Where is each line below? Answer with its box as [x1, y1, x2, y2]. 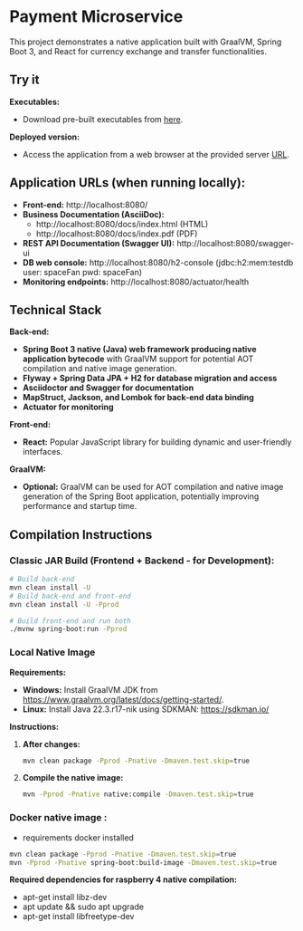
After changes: [22, 738, 80, 749]
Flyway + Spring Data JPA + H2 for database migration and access [22, 373, 278, 384]
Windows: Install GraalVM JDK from [22, 684, 158, 695]
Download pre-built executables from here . [22, 113, 184, 124]
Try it [9, 72, 40, 88]
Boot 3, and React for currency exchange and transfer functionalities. [9, 45, 268, 56]
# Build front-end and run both [9, 616, 131, 626]
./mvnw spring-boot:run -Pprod [9, 625, 128, 634]
